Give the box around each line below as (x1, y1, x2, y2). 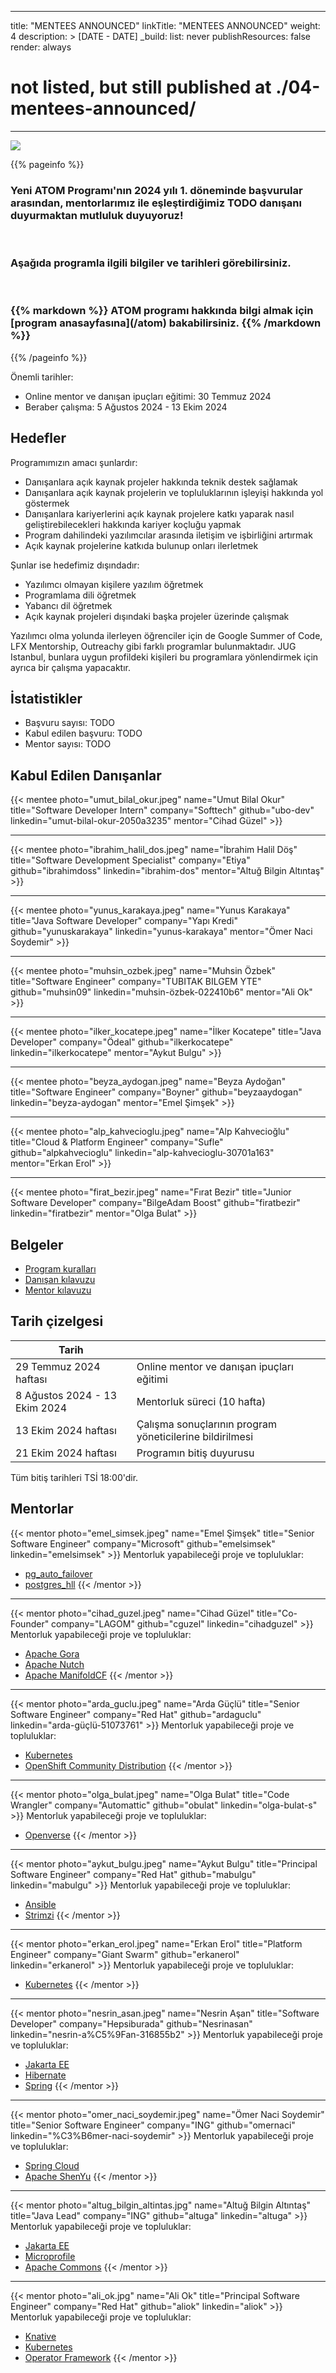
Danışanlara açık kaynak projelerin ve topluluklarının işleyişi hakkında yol (24, 486, 324, 498)
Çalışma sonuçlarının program (136, 1417, 278, 1431)
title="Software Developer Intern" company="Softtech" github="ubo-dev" (10, 804, 315, 816)
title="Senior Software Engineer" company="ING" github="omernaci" (10, 2119, 296, 2131)
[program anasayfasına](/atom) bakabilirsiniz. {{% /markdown (10, 316, 322, 330)
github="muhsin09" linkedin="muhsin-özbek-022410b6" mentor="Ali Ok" (10, 986, 313, 998)
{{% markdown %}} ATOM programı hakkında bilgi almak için (10, 304, 314, 318)
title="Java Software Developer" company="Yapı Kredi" (10, 915, 238, 927)
